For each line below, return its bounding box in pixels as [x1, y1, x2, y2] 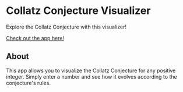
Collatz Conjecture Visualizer [6, 4, 151, 17]
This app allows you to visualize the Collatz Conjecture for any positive [6, 67, 176, 74]
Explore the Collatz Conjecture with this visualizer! [6, 23, 127, 30]
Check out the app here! [6, 34, 65, 41]
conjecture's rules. [6, 79, 51, 86]
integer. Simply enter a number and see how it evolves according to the [6, 73, 177, 80]
